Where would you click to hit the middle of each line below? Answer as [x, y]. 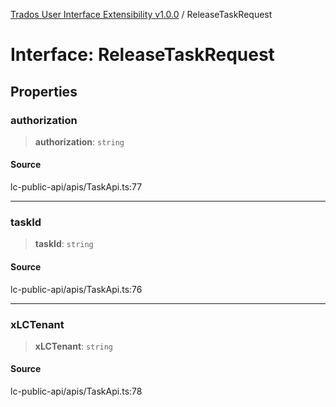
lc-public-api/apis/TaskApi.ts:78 [76, 391]
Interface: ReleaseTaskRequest [142, 55]
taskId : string [64, 244]
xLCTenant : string [74, 346]
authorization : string [79, 141]
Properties [44, 91]
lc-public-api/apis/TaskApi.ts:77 [76, 187]
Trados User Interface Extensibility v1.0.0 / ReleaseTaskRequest [141, 14]
